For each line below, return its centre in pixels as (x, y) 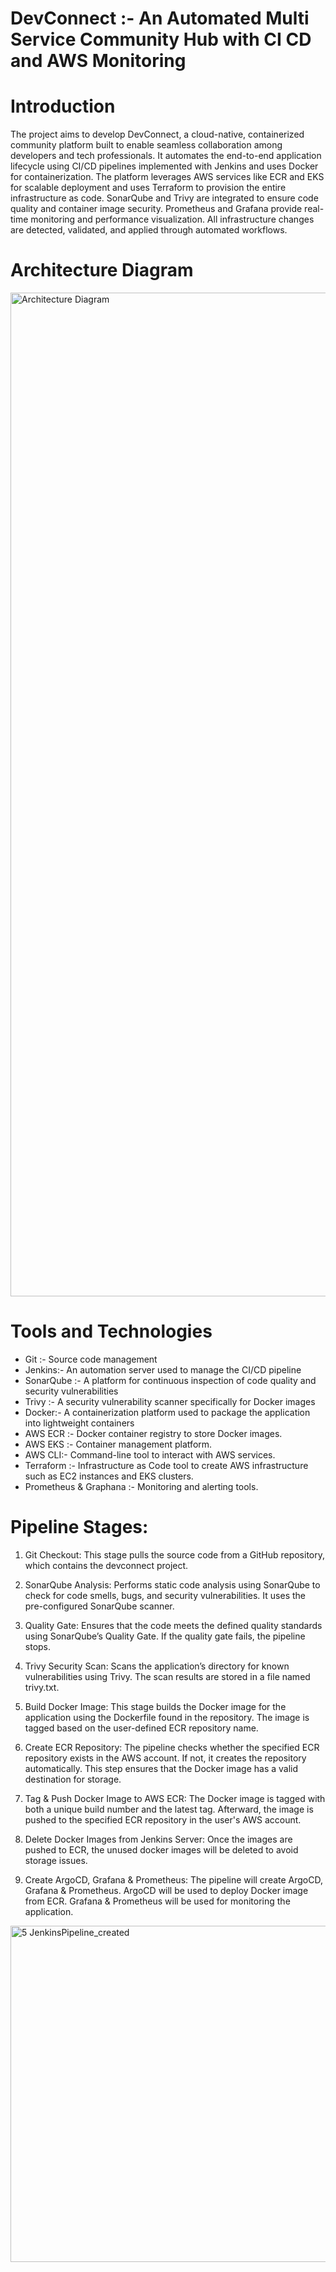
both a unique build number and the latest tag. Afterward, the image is (169, 1809)
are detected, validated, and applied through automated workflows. (149, 230)
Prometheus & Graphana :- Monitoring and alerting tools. (141, 1486)
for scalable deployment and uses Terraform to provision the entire (148, 188)
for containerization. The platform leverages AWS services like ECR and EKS (167, 177)
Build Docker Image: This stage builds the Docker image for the (155, 1706)
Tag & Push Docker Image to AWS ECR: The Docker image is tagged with (175, 1798)
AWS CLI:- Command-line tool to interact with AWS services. (150, 1455)
